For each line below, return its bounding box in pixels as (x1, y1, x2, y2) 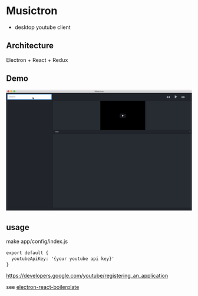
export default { (6, 250, 49, 256)
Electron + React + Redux (6, 56, 68, 63)
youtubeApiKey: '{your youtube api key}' (11, 256, 115, 262)
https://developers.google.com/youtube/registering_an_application (6, 272, 169, 279)
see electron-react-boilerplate (6, 284, 80, 291)
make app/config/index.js (6, 238, 68, 245)
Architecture (6, 41, 54, 51)
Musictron (6, 4, 58, 18)
